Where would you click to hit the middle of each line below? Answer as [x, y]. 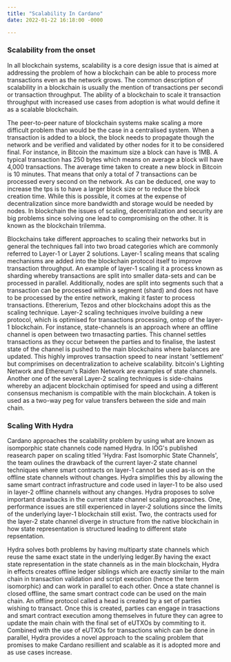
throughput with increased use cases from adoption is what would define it [114, 102]
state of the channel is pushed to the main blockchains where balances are [113, 349]
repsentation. [26, 536]
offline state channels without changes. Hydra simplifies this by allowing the [115, 477]
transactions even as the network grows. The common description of [105, 79]
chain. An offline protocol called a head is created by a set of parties [104, 601]
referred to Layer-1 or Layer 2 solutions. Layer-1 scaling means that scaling [113, 254]
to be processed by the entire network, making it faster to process [101, 297]
